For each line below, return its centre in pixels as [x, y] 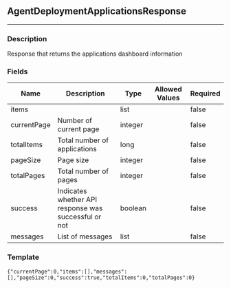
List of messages [85, 236]
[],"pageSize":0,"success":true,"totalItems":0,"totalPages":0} [101, 278]
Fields [18, 71]
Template [23, 257]
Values [168, 98]
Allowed [168, 89]
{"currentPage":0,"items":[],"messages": [67, 272]
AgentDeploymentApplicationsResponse [97, 11]
